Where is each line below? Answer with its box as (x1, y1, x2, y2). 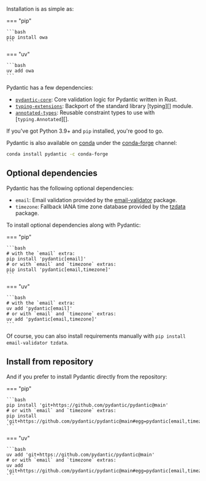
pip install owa (6, 34, 48, 41)
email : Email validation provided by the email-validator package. (15, 196, 177, 203)
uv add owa (6, 68, 34, 74)
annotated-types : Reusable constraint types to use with (15, 109, 155, 116)
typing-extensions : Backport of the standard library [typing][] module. (15, 103, 193, 109)
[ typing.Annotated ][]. (15, 115, 69, 122)
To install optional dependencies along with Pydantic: (6, 221, 141, 229)
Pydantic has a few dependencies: (6, 84, 94, 91)
